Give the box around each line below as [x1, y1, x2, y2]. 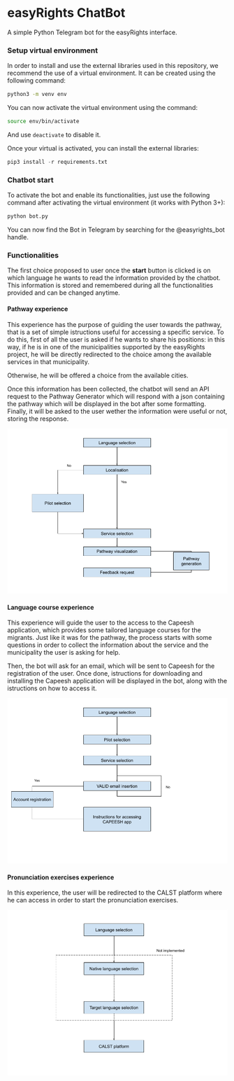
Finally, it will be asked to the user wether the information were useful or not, [7, 407, 228, 415]
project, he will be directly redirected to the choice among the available [7, 350, 212, 358]
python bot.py [7, 213, 49, 220]
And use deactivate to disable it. [7, 130, 101, 139]
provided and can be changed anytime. [7, 288, 120, 297]
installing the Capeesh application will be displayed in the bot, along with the [7, 677, 228, 685]
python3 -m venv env [7, 91, 68, 98]
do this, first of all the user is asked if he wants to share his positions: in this [7, 335, 226, 344]
